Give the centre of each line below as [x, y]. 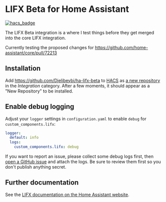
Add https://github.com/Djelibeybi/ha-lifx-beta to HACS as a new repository [83, 80]
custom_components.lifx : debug [46, 147]
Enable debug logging [40, 107]
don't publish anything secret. [36, 167]
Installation [23, 68]
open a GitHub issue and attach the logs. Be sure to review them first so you [83, 162]
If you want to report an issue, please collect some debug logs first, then [80, 156]
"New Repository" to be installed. [39, 91]
